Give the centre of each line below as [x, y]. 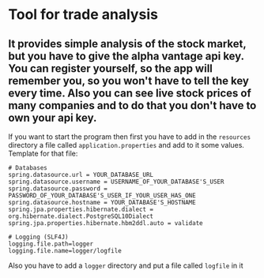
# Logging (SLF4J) [38, 237]
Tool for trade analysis [83, 15]
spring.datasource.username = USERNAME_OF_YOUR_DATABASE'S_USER [116, 182]
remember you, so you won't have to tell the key [128, 81]
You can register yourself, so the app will [111, 68]
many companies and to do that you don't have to [132, 105]
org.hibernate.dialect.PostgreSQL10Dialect [81, 216]
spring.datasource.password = [58, 189]
